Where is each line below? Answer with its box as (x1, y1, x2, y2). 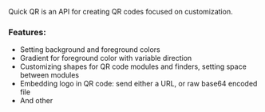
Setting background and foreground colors (19, 45, 161, 54)
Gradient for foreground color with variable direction (19, 54, 192, 63)
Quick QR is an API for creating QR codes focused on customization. (8, 7, 233, 16)
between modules (19, 70, 80, 80)
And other (19, 96, 53, 106)
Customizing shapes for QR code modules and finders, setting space (19, 62, 247, 71)
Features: (8, 26, 46, 38)
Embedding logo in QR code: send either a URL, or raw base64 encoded (19, 79, 258, 89)
